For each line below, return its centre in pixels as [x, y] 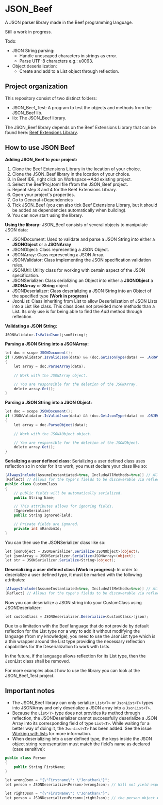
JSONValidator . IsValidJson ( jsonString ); [47, 335]
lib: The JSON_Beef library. [39, 118]
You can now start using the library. [48, 215]
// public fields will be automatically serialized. [68, 493]
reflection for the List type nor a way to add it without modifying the [73, 631]
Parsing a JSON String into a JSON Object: [49, 402]
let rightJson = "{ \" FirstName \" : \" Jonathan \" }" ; [57, 793]
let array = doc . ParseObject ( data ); [51, 425]
